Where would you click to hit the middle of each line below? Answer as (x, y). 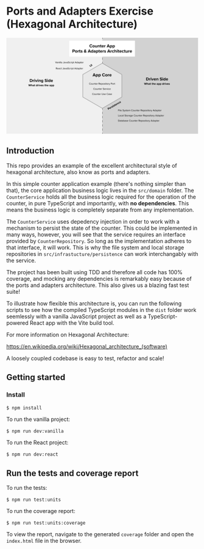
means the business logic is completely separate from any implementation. (100, 210)
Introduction (30, 151)
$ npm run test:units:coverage (46, 523)
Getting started (36, 377)
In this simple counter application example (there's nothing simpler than (96, 183)
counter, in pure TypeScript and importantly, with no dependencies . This (98, 203)
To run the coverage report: (41, 511)
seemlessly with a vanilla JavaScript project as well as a (76, 316)
